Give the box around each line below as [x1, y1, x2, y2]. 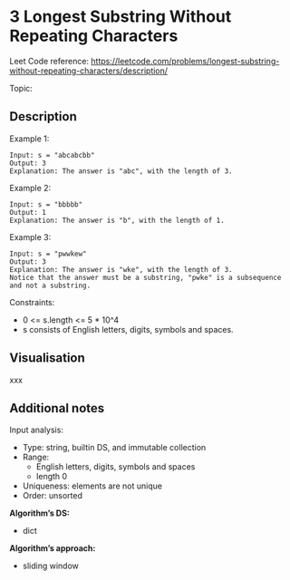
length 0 [35, 471, 68, 482]
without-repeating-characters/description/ [9, 65, 169, 76]
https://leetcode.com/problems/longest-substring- [90, 55, 280, 66]
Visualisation [9, 351, 86, 366]
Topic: [9, 82, 34, 93]
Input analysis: [9, 424, 63, 436]
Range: [22, 451, 50, 463]
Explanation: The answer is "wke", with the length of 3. [9, 265, 233, 274]
